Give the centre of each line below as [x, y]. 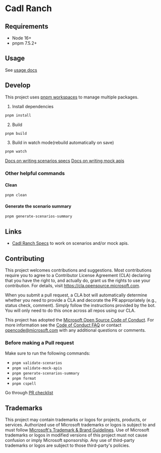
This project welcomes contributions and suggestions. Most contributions [78, 270]
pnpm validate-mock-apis [37, 368]
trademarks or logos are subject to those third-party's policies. [67, 445]
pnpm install [18, 115]
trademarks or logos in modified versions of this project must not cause [76, 435]
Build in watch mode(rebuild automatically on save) [63, 143]
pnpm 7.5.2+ [24, 43]
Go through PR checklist [29, 393]
